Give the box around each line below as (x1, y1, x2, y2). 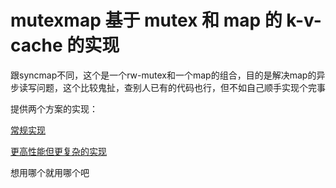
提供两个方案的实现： (10, 102, 98, 115)
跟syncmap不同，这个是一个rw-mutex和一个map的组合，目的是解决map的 (10, 69, 317, 81)
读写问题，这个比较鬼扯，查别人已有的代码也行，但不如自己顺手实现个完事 (18, 81, 326, 93)
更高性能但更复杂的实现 (10, 145, 107, 157)
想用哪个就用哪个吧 (10, 166, 90, 178)
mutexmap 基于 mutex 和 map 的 (10, 9, 283, 32)
